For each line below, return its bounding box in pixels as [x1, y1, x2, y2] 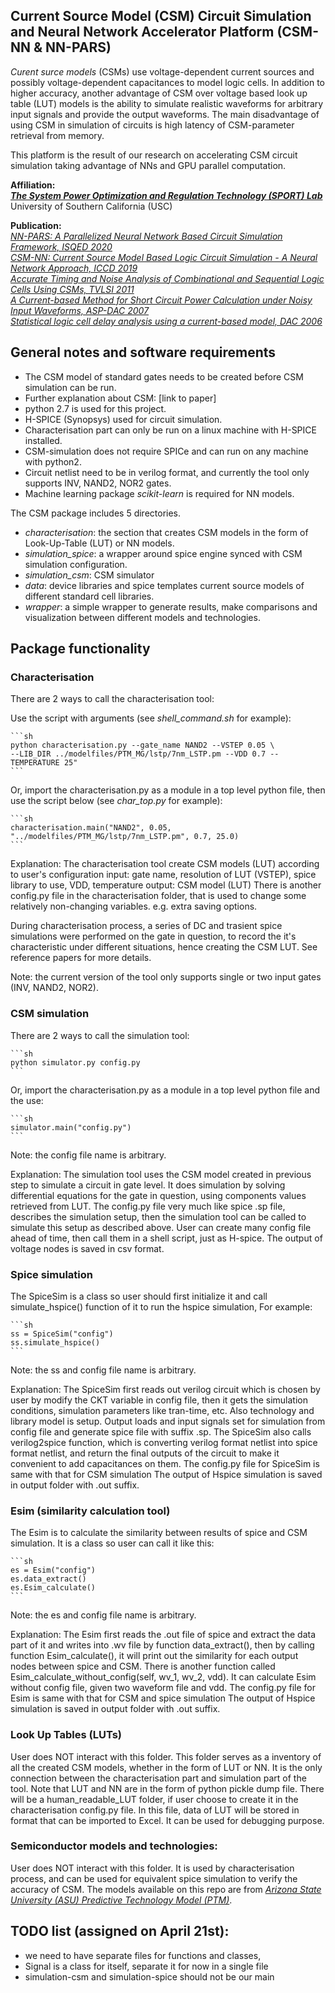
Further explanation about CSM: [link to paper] [24, 392, 217, 404]
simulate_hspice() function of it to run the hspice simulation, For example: [10, 1300, 313, 1313]
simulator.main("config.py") [10, 1122, 132, 1133]
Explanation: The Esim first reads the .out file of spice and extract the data [10, 1629, 317, 1641]
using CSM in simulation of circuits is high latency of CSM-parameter [10, 119, 295, 131]
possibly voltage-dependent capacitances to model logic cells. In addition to [10, 76, 326, 88]
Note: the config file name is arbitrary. [10, 1149, 167, 1161]
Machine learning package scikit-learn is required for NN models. [24, 487, 295, 499]
